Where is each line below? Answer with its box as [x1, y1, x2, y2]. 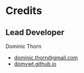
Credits [5, 4, 42, 18]
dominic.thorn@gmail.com [14, 54, 78, 61]
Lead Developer [5, 27, 65, 37]
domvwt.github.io [14, 60, 57, 67]
